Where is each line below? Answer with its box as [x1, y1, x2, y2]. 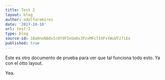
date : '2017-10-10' [5, 21, 47, 27]
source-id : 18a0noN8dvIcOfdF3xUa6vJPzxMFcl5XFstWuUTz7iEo [5, 36, 130, 41]
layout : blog [5, 12, 33, 17]
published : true [5, 41, 40, 46]
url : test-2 [5, 26, 30, 32]
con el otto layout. [5, 60, 43, 66]
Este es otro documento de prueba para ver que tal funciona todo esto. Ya [5, 55, 160, 61]
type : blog [5, 31, 28, 36]
